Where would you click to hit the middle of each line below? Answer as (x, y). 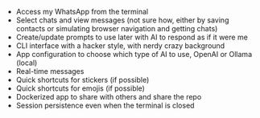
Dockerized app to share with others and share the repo (109, 97)
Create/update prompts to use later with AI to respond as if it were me (132, 37)
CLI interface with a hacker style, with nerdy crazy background (120, 46)
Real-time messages (50, 71)
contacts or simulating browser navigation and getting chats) (117, 28)
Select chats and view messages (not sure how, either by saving (122, 20)
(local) (27, 63)
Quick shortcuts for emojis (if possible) (80, 88)
